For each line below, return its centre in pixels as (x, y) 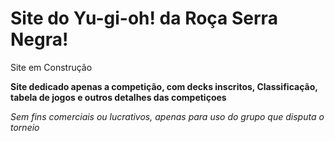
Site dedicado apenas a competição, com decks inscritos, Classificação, (164, 86)
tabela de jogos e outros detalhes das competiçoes (118, 97)
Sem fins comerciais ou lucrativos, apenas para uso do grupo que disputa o (167, 116)
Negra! (39, 39)
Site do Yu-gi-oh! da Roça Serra (144, 18)
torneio (25, 127)
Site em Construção (51, 67)
